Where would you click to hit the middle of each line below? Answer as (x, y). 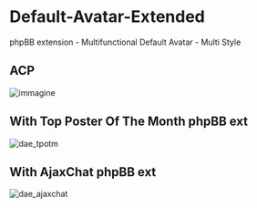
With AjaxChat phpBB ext (83, 172)
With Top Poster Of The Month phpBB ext (129, 122)
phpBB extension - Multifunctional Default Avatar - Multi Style (125, 42)
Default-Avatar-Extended (107, 17)
